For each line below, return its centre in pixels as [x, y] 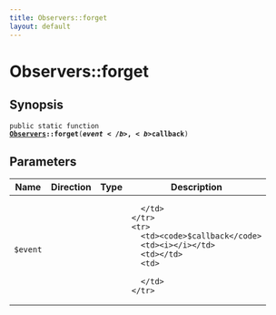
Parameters [43, 162]
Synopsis [36, 105]
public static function [54, 126]
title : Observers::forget [58, 18]
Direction [72, 188]
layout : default [40, 26]
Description [197, 188]
